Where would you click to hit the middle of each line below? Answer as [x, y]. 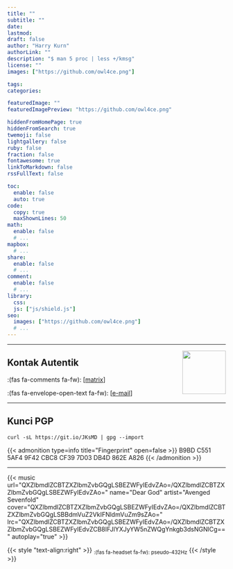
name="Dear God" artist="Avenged [160, 492]
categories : [24, 91]
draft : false [26, 40]
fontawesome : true [34, 161]
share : [17, 257]
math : [15, 225]
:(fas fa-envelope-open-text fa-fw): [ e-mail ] [70, 393]
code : [15, 205]
